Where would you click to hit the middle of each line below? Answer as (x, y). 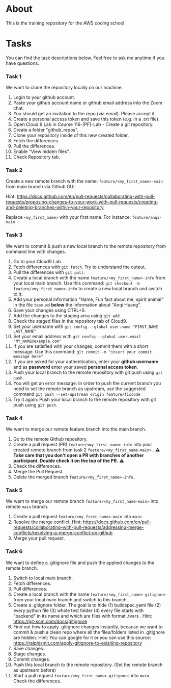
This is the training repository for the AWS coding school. (66, 23)
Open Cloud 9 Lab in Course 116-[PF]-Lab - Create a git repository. (83, 124)
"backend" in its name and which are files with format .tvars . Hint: (83, 616)
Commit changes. (32, 659)
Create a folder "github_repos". (46, 130)
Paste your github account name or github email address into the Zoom (88, 103)
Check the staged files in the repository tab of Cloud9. (70, 321)
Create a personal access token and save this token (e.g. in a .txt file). (86, 119)
